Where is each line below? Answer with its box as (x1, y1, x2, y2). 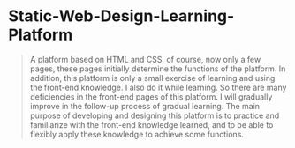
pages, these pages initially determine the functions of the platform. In (29, 63, 286, 74)
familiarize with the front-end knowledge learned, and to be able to (29, 119, 274, 129)
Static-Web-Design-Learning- (8, 6, 235, 26)
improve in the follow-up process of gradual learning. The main (29, 100, 261, 111)
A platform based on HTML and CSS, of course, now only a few (29, 54, 261, 64)
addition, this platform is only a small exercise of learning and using (29, 72, 276, 83)
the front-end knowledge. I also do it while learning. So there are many (29, 82, 287, 92)
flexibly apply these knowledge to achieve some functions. (29, 129, 245, 139)
